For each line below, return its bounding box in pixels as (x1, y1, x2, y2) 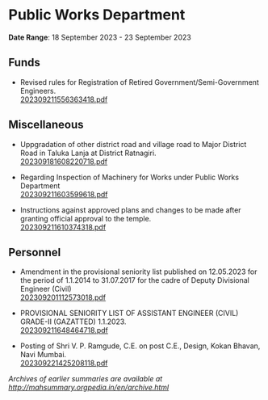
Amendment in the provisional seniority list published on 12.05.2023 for (19, 267, 258, 276)
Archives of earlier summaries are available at (8, 374, 163, 384)
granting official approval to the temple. (19, 213, 152, 223)
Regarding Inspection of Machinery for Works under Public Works (19, 172, 240, 182)
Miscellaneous (8, 118, 84, 132)
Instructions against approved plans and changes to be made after (19, 204, 241, 215)
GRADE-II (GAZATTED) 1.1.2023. (19, 317, 127, 326)
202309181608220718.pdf (19, 156, 108, 166)
